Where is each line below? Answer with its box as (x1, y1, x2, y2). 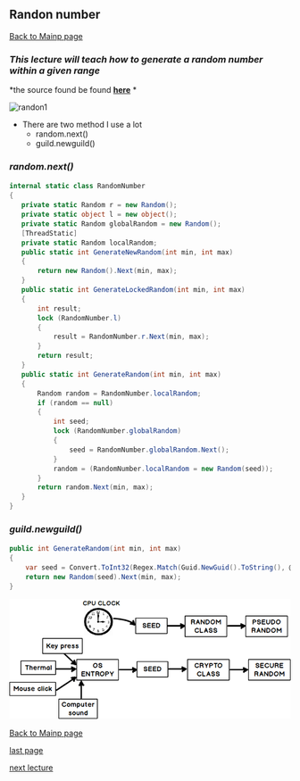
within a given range (9, 64, 101, 77)
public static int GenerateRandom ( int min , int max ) (21, 370, 221, 378)
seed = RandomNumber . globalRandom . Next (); (69, 445, 229, 454)
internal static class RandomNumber (9, 182, 146, 191)
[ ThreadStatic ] (21, 228, 78, 237)
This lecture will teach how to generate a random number (9, 53, 263, 65)
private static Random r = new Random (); (21, 201, 178, 210)
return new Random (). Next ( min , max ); (37, 267, 178, 276)
